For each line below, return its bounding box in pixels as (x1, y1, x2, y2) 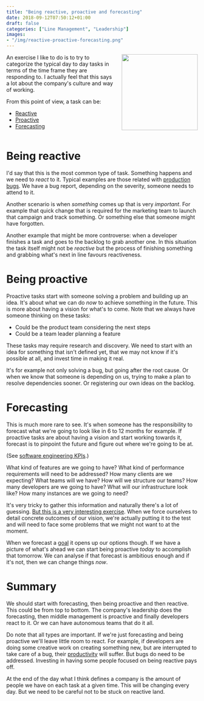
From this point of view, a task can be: (6, 98, 101, 105)
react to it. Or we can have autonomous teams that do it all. (6, 619, 154, 626)
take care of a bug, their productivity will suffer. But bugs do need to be (6, 650, 185, 657)
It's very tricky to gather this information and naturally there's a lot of (6, 501, 178, 508)
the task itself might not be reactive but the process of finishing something (6, 244, 193, 252)
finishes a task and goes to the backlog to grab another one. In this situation (6, 238, 197, 245)
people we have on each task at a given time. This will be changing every (6, 682, 189, 689)
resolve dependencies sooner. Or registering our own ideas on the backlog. (6, 379, 195, 387)
